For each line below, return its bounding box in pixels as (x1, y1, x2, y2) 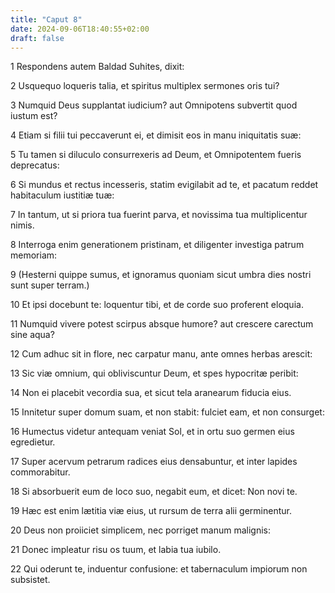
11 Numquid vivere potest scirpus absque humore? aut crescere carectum (10, 318, 314, 330)
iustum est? (10, 110, 58, 122)
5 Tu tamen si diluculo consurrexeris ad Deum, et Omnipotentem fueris (10, 149, 302, 161)
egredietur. (10, 436, 56, 448)
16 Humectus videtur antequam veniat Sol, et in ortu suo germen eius (10, 426, 295, 438)
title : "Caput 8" (10, 14, 83, 25)
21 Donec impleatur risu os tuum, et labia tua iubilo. (10, 544, 222, 556)
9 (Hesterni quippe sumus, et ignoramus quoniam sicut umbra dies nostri (10, 269, 312, 281)
